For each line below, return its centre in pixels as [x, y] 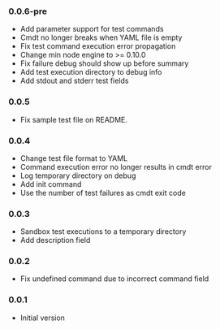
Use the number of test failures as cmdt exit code [103, 193]
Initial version [42, 318]
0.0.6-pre [28, 11]
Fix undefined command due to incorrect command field [114, 279]
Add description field [55, 240]
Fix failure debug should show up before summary [104, 63]
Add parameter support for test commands [92, 29]
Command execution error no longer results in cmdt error [116, 167]
